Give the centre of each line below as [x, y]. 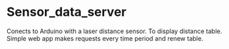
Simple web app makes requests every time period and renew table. [105, 38]
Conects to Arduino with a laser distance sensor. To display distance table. [115, 31]
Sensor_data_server [67, 12]
